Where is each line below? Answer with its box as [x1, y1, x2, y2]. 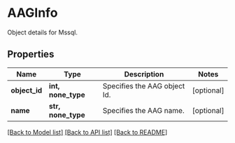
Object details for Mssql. [7, 28, 78, 36]
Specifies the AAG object [102, 81, 185, 90]
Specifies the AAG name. [102, 105, 185, 115]
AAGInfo [7, 5, 58, 21]
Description [124, 69, 164, 79]
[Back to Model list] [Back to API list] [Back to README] [7, 128, 168, 136]
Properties [7, 48, 55, 60]
